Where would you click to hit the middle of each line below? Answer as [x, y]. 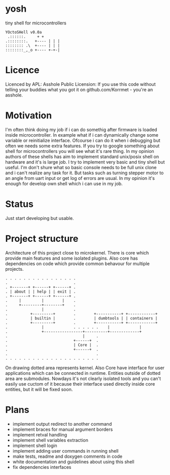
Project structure [42, 239]
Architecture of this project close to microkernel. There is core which [77, 252]
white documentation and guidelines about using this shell [73, 462]
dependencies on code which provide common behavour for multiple [77, 263]
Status [20, 204]
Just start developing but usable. [40, 218]
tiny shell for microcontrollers [36, 23]
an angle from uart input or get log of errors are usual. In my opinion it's [80, 178]
